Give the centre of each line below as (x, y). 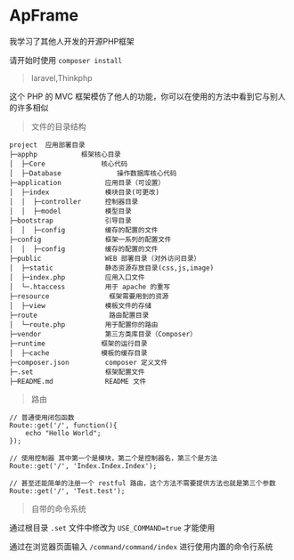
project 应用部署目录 (47, 145)
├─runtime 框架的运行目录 (78, 344)
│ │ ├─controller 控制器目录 (74, 201)
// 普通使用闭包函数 (42, 418)
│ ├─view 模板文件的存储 (81, 305)
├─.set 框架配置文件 (77, 372)
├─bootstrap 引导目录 (70, 220)
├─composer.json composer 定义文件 (88, 362)
